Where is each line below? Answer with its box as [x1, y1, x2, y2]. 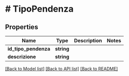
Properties [5, 23, 38, 31]
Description [74, 38, 102, 44]
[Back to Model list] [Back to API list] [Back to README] [5, 66, 118, 72]
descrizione [7, 54, 36, 60]
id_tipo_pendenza [7, 45, 51, 52]
